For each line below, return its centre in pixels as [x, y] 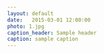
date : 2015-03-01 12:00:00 [49, 20]
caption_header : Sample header [52, 33]
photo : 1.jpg [26, 26]
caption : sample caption [43, 39]
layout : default [30, 13]
